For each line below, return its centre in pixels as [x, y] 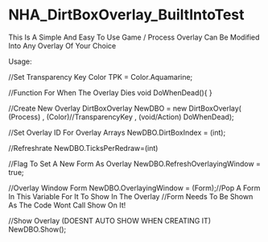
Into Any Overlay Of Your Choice [62, 45]
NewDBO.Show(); [37, 229]
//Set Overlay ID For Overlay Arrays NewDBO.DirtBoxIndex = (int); [117, 132]
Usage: [20, 61]
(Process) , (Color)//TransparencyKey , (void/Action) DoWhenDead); [122, 117]
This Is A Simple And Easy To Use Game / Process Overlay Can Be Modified [134, 37]
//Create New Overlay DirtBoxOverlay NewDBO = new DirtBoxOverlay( [125, 108]
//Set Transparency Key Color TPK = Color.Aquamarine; [101, 77]
